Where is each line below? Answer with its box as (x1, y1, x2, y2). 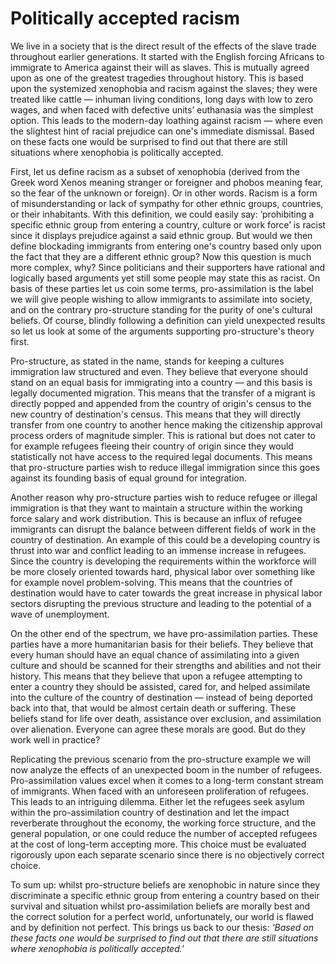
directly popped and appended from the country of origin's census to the (10, 397, 312, 409)
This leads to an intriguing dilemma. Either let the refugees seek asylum (10, 795, 305, 807)
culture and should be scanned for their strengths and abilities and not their (10, 659, 322, 671)
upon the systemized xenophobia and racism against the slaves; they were (10, 82, 318, 94)
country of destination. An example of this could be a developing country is (10, 533, 321, 546)
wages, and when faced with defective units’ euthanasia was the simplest (10, 103, 314, 116)
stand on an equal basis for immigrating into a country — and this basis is (10, 376, 313, 388)
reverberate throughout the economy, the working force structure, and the (10, 817, 317, 829)
